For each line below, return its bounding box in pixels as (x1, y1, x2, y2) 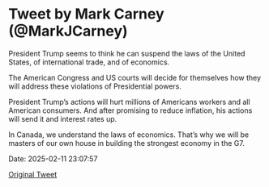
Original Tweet (8, 169, 58, 179)
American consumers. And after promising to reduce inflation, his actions (8, 106, 253, 115)
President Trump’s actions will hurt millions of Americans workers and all (8, 97, 250, 106)
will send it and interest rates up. (8, 114, 117, 123)
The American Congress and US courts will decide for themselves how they (8, 73, 262, 82)
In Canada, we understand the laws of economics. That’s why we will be (8, 130, 250, 139)
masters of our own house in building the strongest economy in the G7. (8, 138, 245, 148)
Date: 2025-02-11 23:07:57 (8, 154, 98, 164)
